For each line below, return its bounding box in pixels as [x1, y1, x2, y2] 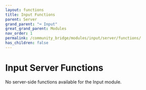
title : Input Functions [5, 12, 56, 17]
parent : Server [5, 17, 37, 22]
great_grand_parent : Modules [5, 26, 67, 31]
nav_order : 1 [5, 31, 33, 36]
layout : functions [5, 7, 44, 13]
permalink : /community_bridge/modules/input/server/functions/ [5, 36, 141, 41]
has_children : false [5, 40, 49, 46]
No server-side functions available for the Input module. [5, 79, 122, 85]
